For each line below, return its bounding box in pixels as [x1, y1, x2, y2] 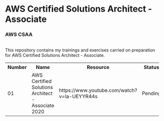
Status [143, 64, 160, 71]
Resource [86, 64, 110, 71]
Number [7, 64, 27, 71]
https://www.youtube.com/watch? [59, 87, 138, 94]
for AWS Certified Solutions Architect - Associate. [5, 52, 105, 58]
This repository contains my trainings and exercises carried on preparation [5, 47, 155, 53]
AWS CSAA [5, 31, 33, 38]
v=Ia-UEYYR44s [59, 93, 98, 100]
